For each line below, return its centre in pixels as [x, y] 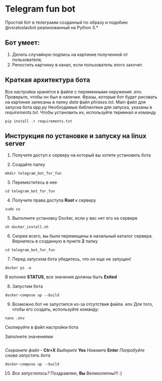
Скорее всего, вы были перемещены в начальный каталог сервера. [82, 236]
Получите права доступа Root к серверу [54, 200]
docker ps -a [18, 268]
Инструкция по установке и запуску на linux [76, 136]
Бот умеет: [22, 43]
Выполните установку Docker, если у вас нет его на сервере [75, 218]
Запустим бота [27, 286]
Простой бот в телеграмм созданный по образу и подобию [66, 22]
